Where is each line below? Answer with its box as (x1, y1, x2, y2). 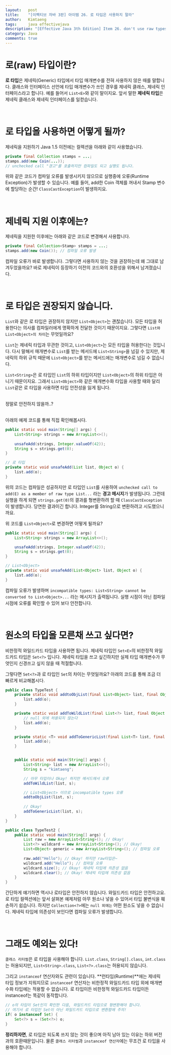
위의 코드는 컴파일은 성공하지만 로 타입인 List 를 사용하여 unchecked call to (5, 484, 158, 490)
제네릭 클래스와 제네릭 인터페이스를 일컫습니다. (5, 96, 98, 102)
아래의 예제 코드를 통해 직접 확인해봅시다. (5, 417, 87, 423)
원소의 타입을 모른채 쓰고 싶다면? (5, 630, 134, 641)
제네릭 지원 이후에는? (5, 215, 89, 227)
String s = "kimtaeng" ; (23, 767, 74, 772)
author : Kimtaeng (5, 17, 47, 22)
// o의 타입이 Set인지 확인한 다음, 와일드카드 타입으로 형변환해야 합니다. (5, 1003, 142, 1008)
